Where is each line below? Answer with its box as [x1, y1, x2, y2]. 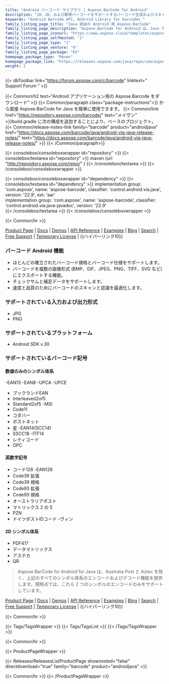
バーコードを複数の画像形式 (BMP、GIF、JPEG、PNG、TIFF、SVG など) [12, 266, 162, 272]
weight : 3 [5, 64, 26, 69]
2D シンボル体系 [5, 528, 39, 534]
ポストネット [12, 419, 39, 425]
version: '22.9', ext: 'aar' [5, 192, 56, 198]
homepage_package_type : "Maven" [5, 54, 73, 59]
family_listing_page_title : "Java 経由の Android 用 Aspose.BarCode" [5, 21, 151, 27]
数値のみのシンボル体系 [5, 368, 54, 374]
